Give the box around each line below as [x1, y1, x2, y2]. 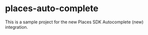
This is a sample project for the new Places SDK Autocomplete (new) [5, 19, 144, 25]
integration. [5, 24, 28, 30]
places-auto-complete [5, 3, 99, 14]
